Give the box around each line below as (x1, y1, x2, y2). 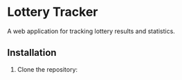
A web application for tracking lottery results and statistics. (7, 27, 175, 35)
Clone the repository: (17, 65, 78, 73)
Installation (7, 47, 57, 59)
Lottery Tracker (7, 4, 98, 20)
